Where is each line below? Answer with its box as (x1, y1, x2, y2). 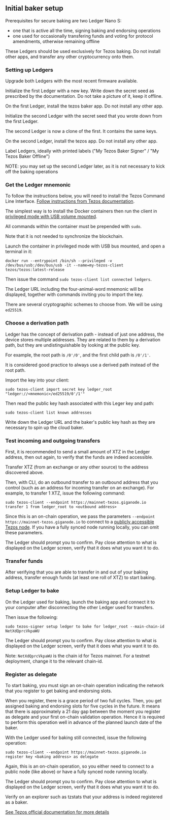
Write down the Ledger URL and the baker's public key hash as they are (5, 419, 156, 425)
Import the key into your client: (5, 377, 70, 383)
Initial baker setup (5, 4, 63, 13)
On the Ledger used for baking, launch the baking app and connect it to (5, 598, 155, 605)
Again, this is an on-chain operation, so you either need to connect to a (5, 763, 154, 769)
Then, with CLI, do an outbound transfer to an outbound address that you (5, 479, 158, 485)
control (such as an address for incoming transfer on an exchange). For (5, 485, 154, 490)
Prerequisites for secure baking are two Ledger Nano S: (5, 17, 122, 23)
